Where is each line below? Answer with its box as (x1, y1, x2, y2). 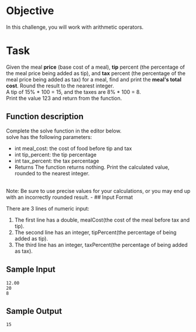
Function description (6, 111, 84, 121)
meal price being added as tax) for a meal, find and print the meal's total (6, 76, 181, 83)
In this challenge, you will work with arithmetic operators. (6, 23, 144, 31)
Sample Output (6, 306, 63, 316)
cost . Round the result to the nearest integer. (6, 82, 114, 89)
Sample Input (6, 265, 56, 275)
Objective (6, 4, 54, 18)
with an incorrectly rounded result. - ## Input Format (6, 194, 133, 201)
